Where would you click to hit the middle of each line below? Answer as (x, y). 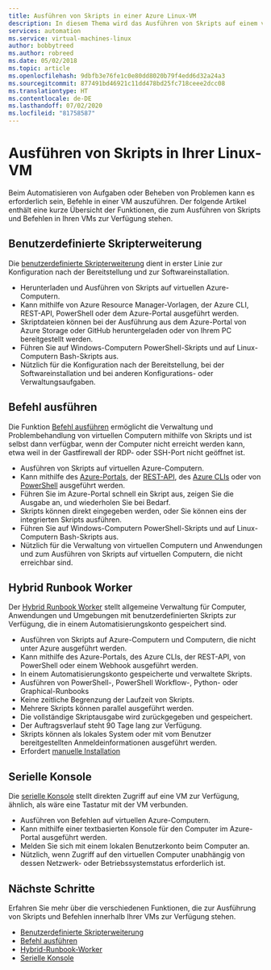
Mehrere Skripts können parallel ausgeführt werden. (107, 709)
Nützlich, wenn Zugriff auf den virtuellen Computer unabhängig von (132, 855)
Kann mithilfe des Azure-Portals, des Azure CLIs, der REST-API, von (133, 657)
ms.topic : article (39, 69)
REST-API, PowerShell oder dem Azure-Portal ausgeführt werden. (129, 313)
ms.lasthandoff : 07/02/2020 (56, 106)
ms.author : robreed (41, 53)
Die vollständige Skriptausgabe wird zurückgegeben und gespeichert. (136, 717)
